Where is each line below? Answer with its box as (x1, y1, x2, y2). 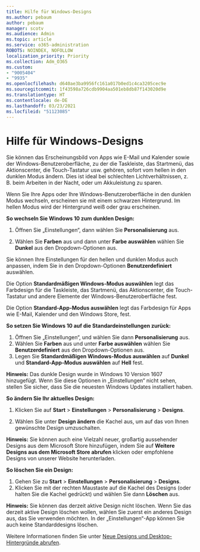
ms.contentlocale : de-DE (6, 97, 68, 103)
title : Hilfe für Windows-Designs (6, 8, 92, 15)
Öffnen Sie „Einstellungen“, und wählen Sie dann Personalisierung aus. (14, 334, 190, 341)
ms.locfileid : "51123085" (6, 108, 70, 114)
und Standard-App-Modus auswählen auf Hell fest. (14, 359, 144, 367)
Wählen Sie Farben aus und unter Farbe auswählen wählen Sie (14, 340, 171, 348)
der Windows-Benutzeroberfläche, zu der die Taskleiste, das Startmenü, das (6, 160, 194, 168)
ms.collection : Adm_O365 (6, 58, 68, 64)
